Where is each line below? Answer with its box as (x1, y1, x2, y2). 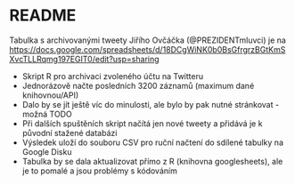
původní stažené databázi (21, 127, 118, 138)
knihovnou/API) (21, 90, 79, 101)
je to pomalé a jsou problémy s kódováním (21, 165, 178, 176)
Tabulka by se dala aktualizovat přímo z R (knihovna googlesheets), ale (21, 156, 283, 166)
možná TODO (21, 109, 73, 119)
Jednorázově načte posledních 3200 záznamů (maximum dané (21, 80, 255, 91)
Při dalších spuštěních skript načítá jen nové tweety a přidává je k (21, 117, 263, 129)
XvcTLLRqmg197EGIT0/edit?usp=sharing (9, 53, 160, 64)
